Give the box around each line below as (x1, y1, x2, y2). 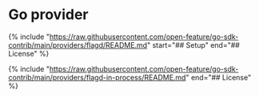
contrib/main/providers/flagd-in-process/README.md (8, 72, 186, 82)
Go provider (8, 6, 89, 24)
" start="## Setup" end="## (146, 40, 240, 49)
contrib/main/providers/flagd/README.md (8, 40, 148, 49)
